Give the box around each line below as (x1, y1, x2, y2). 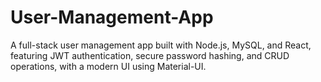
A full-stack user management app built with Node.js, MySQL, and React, (10, 39, 312, 51)
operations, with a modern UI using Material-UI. (10, 60, 207, 72)
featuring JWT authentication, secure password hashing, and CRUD (10, 49, 290, 61)
